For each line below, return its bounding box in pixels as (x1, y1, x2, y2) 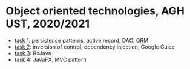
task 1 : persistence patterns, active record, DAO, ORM (14, 37, 149, 44)
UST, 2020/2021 (5, 17, 90, 31)
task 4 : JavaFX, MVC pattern (14, 56, 87, 63)
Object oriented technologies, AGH (5, 4, 185, 18)
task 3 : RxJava (14, 49, 51, 56)
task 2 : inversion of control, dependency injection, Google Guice (14, 43, 175, 50)
